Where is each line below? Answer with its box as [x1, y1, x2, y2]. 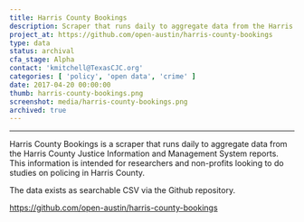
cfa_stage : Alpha [9, 55, 75, 64]
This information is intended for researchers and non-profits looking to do [9, 158, 284, 169]
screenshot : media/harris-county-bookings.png [9, 97, 188, 106]
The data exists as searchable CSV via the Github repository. [9, 185, 236, 196]
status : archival [9, 47, 75, 56]
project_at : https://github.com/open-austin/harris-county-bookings [9, 30, 273, 39]
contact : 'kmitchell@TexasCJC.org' [9, 64, 144, 73]
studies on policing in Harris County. [9, 168, 146, 179]
